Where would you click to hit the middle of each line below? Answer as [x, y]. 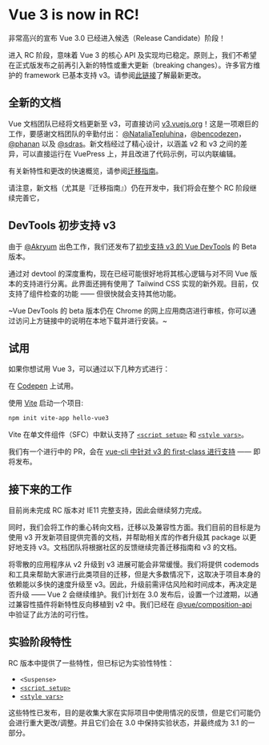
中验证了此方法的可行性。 [50, 614]
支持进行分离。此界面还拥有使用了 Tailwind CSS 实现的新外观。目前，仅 [141, 283]
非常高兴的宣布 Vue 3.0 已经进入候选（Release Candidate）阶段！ [117, 38]
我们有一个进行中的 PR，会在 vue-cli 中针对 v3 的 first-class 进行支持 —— [130, 451]
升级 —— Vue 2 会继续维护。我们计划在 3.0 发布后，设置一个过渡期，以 [133, 594]
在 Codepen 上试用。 [43, 386]
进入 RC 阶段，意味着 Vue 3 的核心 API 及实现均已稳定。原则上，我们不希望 [132, 55]
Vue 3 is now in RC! [74, 15]
